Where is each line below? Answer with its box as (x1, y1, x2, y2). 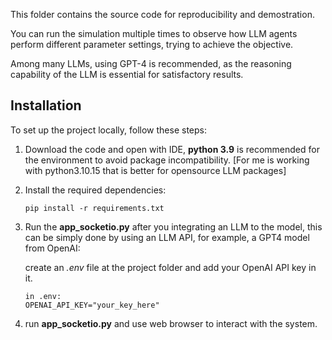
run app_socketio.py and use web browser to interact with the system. (24, 317, 318, 329)
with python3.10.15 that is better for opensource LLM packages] (24, 164, 287, 176)
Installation (10, 97, 82, 114)
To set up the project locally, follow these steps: (10, 124, 208, 136)
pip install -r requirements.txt (24, 203, 165, 213)
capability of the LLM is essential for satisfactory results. (10, 69, 244, 80)
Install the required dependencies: (24, 184, 167, 196)
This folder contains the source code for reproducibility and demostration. (10, 9, 315, 20)
